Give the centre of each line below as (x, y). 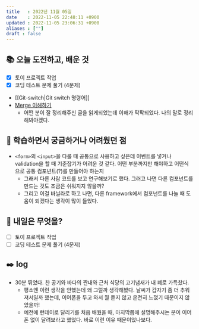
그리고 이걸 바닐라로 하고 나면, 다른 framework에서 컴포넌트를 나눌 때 (104, 193)
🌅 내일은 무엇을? (34, 221)
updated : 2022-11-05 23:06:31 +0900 (53, 23)
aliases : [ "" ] (25, 28)
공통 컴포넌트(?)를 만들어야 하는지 (65, 171)
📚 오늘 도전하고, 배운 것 (48, 59)
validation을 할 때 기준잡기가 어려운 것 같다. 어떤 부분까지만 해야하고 (94, 163)
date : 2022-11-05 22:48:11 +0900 (53, 17)
